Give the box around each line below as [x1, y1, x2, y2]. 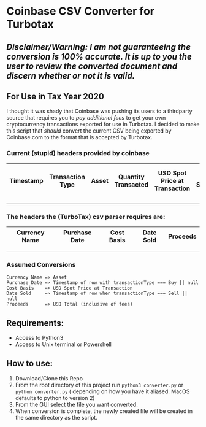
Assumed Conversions [6, 260, 76, 269]
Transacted [114, 180, 149, 188]
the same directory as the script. [15, 414, 98, 421]
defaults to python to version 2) [15, 394, 95, 401]
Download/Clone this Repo [15, 374, 83, 382]
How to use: [6, 358, 53, 369]
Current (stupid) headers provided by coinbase [6, 149, 150, 158]
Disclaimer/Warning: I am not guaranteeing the [6, 42, 191, 52]
